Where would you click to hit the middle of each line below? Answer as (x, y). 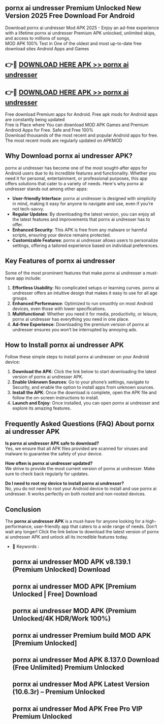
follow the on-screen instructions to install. (56, 398)
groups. (20, 298)
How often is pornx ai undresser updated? (49, 463)
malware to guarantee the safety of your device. (54, 454)
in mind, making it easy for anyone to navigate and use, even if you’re (83, 204)
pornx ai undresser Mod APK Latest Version (81, 684)
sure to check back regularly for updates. (47, 474)
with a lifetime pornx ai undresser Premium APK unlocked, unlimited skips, (81, 33)
